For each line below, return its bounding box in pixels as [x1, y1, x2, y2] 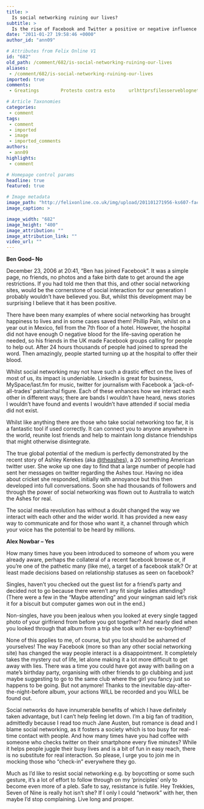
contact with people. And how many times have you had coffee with [18, 732, 189, 740]
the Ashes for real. [6, 495, 53, 502]
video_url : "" [6, 239, 42, 245]
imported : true [6, 77, 45, 83]
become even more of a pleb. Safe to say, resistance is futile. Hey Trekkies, [6, 783, 195, 790]
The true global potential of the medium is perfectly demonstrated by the [6, 450, 188, 457]
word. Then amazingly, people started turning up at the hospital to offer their [6, 350, 198, 357]
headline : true [6, 177, 45, 183]
